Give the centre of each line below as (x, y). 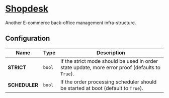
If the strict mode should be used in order (109, 61)
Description (111, 52)
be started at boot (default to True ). (102, 88)
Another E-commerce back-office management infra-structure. (71, 23)
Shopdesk (27, 9)
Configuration (28, 38)
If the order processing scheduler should (108, 82)
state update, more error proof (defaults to (110, 67)
